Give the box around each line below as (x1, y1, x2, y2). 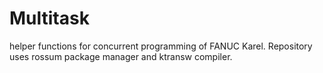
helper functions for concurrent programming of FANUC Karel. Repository (9, 40, 313, 52)
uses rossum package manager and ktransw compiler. (9, 50, 233, 62)
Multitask (9, 7, 90, 30)
